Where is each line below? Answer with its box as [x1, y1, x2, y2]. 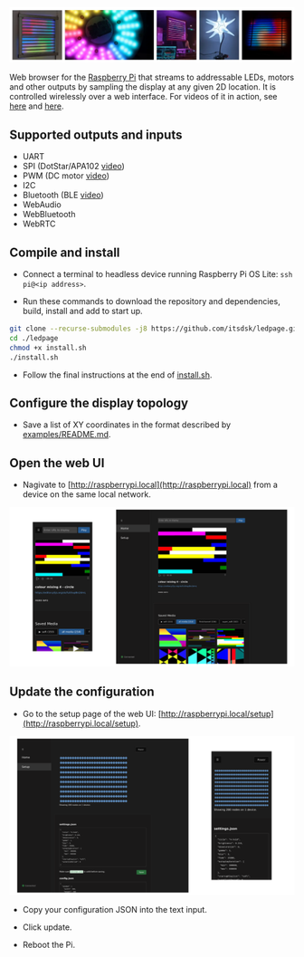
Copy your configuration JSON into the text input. [22, 904, 208, 915]
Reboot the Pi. [22, 940, 75, 951]
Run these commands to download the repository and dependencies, [22, 296, 280, 307]
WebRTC [22, 218, 56, 229]
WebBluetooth [22, 209, 76, 220]
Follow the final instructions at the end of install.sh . [22, 369, 213, 380]
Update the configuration [9, 684, 155, 700]
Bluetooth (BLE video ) [22, 189, 104, 201]
